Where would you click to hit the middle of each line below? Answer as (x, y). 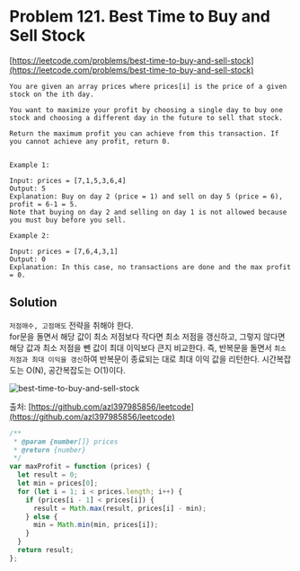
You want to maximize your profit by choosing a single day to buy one (146, 110)
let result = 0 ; (48, 475)
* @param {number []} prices (66, 442)
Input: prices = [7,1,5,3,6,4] (68, 180)
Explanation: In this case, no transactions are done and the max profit (150, 267)
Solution (33, 303)
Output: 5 (28, 189)
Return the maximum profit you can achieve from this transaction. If (144, 133)
